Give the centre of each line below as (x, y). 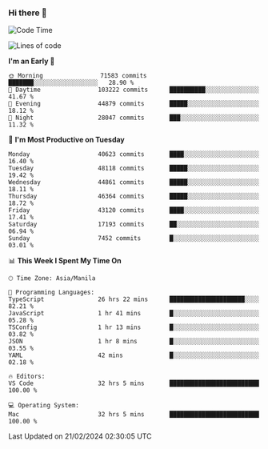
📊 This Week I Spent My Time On (65, 261)
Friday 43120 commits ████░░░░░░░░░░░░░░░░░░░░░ (134, 210)
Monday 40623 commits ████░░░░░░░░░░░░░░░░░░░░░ (134, 154)
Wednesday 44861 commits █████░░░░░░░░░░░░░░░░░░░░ (134, 182)
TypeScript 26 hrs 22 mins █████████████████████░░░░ (134, 299)
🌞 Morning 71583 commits (78, 76)
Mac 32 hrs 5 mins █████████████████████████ (134, 415)
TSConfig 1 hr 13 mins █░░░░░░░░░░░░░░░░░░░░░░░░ (134, 327)
